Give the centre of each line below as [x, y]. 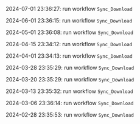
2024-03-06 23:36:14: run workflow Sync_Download [70, 103]
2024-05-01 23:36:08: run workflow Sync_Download [69, 32]
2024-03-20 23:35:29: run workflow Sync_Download [70, 79]
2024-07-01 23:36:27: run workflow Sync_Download [69, 9]
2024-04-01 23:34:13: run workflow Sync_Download [69, 56]
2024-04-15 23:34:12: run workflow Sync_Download [69, 44]
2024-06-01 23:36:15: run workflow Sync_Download [69, 20]
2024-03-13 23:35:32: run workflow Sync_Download [69, 91]
